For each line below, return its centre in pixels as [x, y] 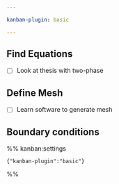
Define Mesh [35, 93]
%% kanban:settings [37, 149]
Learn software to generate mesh [64, 110]
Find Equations [40, 54]
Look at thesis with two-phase [60, 71]
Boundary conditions [53, 132]
